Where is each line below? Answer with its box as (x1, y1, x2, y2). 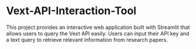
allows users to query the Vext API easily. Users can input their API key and (6, 30, 189, 37)
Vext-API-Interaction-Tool (6, 4, 137, 18)
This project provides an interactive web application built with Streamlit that (6, 24, 191, 31)
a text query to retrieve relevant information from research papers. (6, 36, 168, 43)
